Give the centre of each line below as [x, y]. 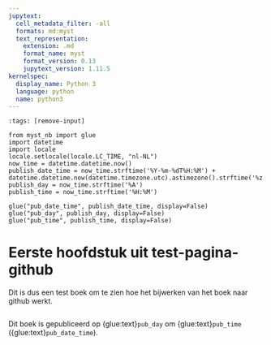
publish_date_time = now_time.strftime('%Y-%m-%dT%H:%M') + [112, 171]
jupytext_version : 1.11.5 [67, 69]
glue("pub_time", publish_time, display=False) [90, 221]
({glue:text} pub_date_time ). [54, 333]
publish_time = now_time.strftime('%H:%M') [83, 192]
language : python [45, 91]
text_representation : [52, 39]
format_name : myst [54, 54]
